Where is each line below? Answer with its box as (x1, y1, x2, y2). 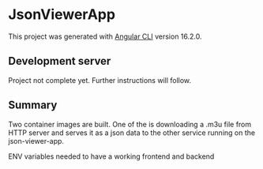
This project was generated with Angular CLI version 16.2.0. (8, 32, 203, 41)
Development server (8, 54, 111, 68)
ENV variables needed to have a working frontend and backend (8, 152, 215, 161)
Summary (8, 99, 58, 112)
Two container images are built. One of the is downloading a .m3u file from (8, 119, 252, 129)
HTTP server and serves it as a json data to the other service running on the (8, 128, 255, 137)
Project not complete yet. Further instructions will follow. (8, 75, 192, 84)
